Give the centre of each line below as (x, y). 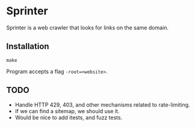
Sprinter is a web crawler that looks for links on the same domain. (88, 28)
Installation (28, 46)
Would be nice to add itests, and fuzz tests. (69, 117)
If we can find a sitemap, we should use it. (67, 111)
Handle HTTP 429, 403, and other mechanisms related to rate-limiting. (103, 105)
